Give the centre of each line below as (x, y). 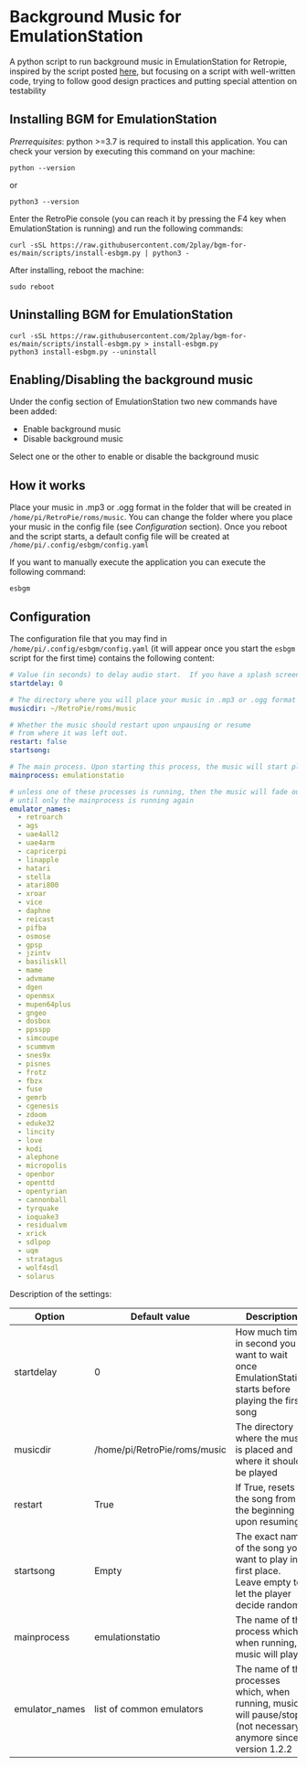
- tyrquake (38, 1208)
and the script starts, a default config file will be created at (120, 537)
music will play (267, 1654)
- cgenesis (38, 1107)
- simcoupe (38, 1038)
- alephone (38, 1157)
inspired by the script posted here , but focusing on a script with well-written (153, 71)
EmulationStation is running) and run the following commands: (127, 228)
